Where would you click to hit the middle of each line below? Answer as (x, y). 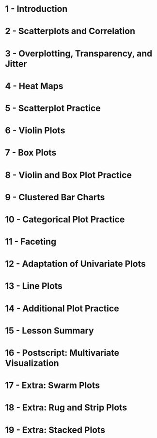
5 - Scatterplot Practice (53, 108)
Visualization (32, 363)
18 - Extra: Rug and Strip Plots (66, 408)
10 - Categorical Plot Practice (65, 219)
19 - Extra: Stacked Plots (55, 430)
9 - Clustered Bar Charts (55, 197)
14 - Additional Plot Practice (62, 308)
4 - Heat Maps (34, 86)
